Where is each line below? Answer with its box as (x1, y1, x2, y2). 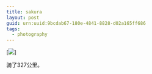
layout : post (6, 15, 40, 21)
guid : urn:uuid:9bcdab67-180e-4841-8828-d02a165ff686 (6, 20, 147, 26)
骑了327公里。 (6, 61, 43, 69)
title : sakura (6, 8, 43, 15)
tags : (6, 25, 20, 32)
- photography (12, 32, 48, 38)
